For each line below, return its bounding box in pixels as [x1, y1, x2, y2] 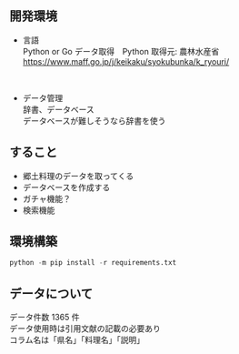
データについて [9, 286, 94, 301]
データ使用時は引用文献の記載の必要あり [9, 323, 161, 334]
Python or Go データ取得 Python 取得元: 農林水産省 [22, 46, 220, 56]
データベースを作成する [22, 181, 111, 193]
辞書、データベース [22, 104, 95, 115]
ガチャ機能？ [22, 193, 71, 204]
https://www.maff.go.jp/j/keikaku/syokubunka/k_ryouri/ [22, 56, 230, 66]
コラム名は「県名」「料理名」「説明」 [9, 335, 145, 346]
